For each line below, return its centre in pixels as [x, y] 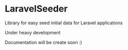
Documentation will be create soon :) [44, 42]
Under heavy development [33, 32]
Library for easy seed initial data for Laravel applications [64, 23]
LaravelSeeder [36, 9]
